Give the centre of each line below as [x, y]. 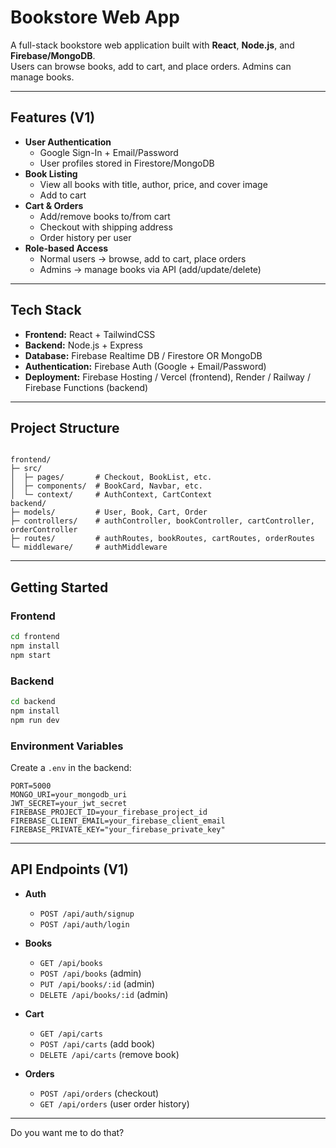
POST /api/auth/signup [87, 914]
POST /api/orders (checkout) [99, 1093]
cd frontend [35, 637]
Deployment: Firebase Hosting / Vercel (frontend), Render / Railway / [167, 377]
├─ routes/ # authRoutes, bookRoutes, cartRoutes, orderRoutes [162, 539]
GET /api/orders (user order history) [114, 1103]
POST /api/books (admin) [90, 973]
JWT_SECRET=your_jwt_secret [69, 803]
